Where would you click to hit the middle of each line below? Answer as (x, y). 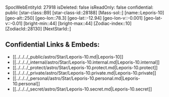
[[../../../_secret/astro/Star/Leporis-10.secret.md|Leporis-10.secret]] (82, 89)
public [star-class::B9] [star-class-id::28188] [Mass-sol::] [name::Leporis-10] (85, 13)
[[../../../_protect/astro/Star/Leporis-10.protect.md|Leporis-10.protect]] (85, 67)
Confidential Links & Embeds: (52, 45)
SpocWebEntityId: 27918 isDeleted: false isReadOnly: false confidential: (79, 7)
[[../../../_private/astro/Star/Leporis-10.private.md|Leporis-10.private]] (84, 73)
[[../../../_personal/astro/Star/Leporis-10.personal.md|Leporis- (76, 78)
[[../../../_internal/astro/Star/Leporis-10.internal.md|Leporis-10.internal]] (86, 62)
